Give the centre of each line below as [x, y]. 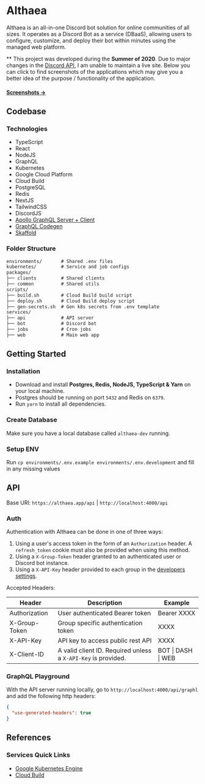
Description [105, 603]
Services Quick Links [38, 755]
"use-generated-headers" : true [52, 713]
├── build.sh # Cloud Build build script [69, 295]
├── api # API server [50, 318]
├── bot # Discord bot [52, 324]
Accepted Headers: [31, 588]
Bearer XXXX [177, 613]
